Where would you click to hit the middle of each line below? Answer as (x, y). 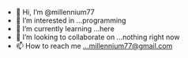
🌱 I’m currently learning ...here (65, 29)
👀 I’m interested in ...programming (71, 20)
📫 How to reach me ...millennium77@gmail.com (94, 46)
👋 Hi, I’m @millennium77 (55, 12)
